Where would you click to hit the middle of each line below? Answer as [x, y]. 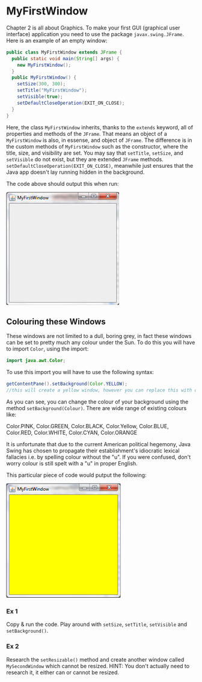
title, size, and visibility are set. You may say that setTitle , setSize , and [95, 153]
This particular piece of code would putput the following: [76, 475]
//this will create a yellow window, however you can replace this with [99, 390]
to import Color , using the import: [47, 349]
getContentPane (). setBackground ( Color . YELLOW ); [67, 384]
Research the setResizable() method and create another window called [95, 659]
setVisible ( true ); [40, 97]
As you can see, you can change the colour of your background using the [97, 402]
